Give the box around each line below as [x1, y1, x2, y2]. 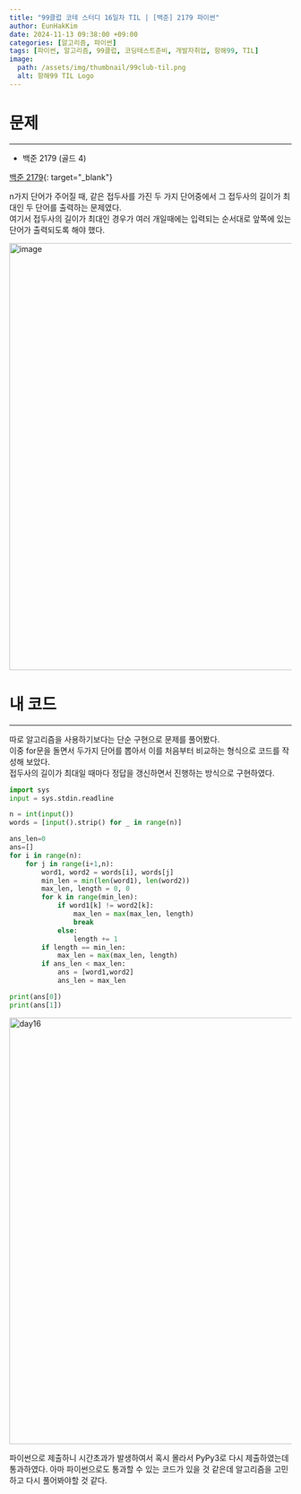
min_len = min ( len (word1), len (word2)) [41, 876, 191, 885]
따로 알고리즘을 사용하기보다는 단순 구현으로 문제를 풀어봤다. [9, 734, 220, 744]
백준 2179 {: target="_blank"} [9, 171, 114, 182]
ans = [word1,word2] [56, 968, 134, 977]
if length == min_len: [41, 942, 126, 951]
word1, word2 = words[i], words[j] [41, 867, 175, 877]
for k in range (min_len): [41, 893, 139, 902]
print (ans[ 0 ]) [9, 992, 63, 1001]
